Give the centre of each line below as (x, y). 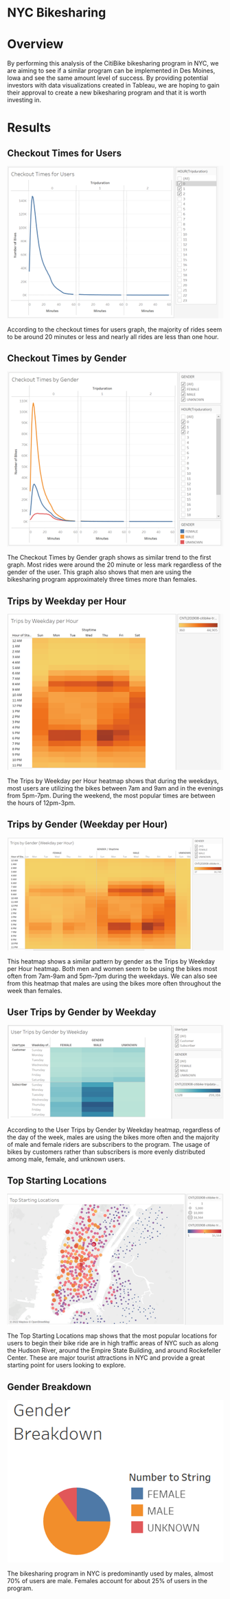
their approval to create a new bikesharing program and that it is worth (107, 93)
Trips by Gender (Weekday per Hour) (88, 825)
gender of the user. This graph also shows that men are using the (100, 572)
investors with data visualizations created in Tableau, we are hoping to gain (113, 85)
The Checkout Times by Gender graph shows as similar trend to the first (109, 558)
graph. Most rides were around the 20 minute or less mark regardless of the (114, 565)
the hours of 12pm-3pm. (41, 803)
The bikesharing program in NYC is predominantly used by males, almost (111, 1573)
